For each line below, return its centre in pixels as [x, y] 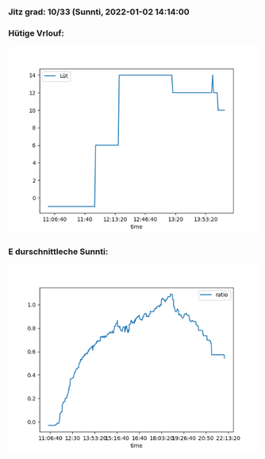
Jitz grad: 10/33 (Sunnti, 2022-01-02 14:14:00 [99, 12]
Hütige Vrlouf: [36, 33]
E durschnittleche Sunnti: [58, 252]
